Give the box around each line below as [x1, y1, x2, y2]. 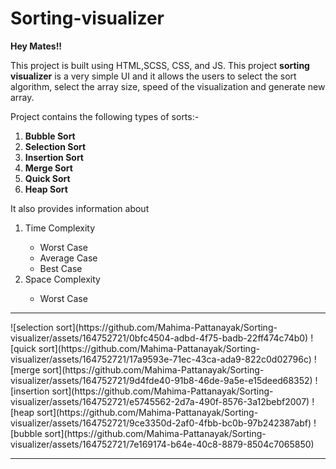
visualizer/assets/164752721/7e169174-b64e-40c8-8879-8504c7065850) [10, 438, 315, 450]
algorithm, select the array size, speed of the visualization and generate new [10, 80, 326, 92]
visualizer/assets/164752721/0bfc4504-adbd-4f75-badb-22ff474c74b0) [10, 332, 309, 344]
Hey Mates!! [10, 40, 63, 52]
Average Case [39, 252, 98, 264]
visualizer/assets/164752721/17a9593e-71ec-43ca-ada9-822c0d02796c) [10, 353, 312, 365]
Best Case [39, 262, 83, 274]
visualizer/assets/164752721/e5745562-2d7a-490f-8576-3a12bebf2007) [10, 395, 310, 407]
